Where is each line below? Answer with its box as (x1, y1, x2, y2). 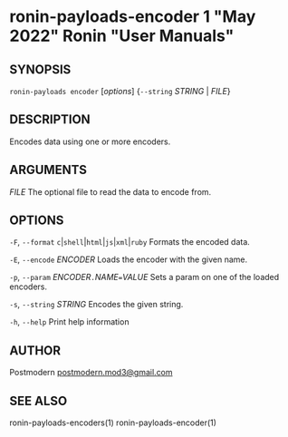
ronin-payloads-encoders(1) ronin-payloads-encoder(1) (9, 417, 217, 428)
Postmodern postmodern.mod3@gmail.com (9, 367, 174, 378)
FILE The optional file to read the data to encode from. (9, 186, 212, 197)
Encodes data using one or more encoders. (9, 136, 171, 147)
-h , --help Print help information (9, 316, 130, 327)
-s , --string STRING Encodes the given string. (9, 299, 184, 310)
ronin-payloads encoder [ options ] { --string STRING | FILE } (9, 86, 231, 96)
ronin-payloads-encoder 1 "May (9, 6, 256, 27)
